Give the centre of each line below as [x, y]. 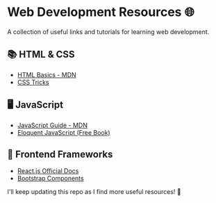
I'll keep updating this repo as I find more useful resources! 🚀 [94, 192]
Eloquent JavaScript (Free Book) [64, 132]
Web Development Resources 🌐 [101, 12]
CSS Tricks [33, 82]
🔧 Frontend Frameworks [60, 154]
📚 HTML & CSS [41, 55]
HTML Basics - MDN [47, 74]
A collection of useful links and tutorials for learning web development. [108, 31]
